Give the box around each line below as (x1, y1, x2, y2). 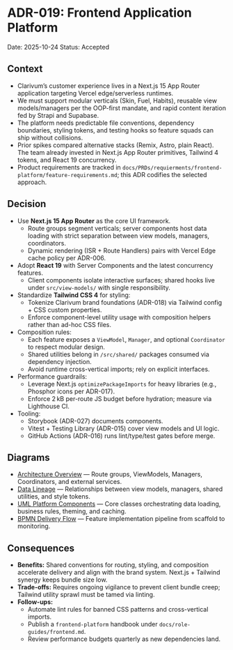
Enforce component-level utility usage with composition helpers (27, 312, 211, 322)
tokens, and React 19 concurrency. (17, 156, 117, 164)
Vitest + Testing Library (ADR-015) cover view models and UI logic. (27, 424, 220, 432)
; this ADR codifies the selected (117, 170, 207, 179)
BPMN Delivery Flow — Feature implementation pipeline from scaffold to (17, 515, 225, 523)
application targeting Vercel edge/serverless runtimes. (17, 89, 174, 97)
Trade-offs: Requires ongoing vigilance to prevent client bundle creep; (17, 583, 220, 591)
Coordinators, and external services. (17, 478, 122, 486)
